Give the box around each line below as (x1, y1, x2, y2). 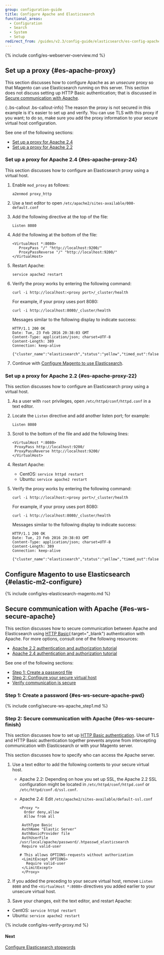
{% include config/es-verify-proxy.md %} (5, 922, 89, 928)
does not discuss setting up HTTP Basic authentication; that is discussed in (5, 90, 157, 96)
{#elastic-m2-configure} (5, 578, 82, 586)
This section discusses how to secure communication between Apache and (5, 625, 157, 631)
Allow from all (23, 814, 55, 819)
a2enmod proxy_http (12, 191, 52, 196)
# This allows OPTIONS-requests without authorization (19, 852, 133, 857)
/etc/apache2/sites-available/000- (63, 201, 136, 206)
